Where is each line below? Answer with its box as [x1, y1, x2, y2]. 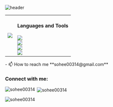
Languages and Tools [17, 22, 68, 29]
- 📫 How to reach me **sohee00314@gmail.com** [5, 61, 109, 67]
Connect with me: [5, 75, 48, 82]
